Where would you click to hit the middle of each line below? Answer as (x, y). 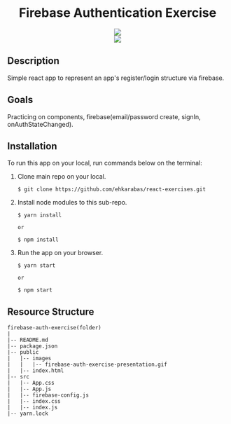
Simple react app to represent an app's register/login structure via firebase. (116, 78)
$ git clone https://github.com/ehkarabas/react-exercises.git (112, 190)
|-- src (19, 377)
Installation (32, 146)
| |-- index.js (33, 408)
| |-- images (29, 359)
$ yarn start (36, 266)
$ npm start (35, 290)
